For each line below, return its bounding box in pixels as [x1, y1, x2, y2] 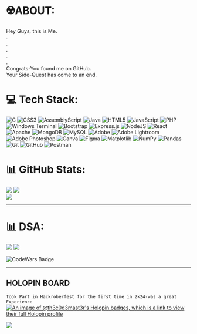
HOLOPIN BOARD [6, 278, 70, 288]
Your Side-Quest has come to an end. [6, 71, 97, 78]
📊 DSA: [6, 220, 45, 233]
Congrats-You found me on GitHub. [6, 65, 91, 72]
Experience [6, 299, 33, 305]
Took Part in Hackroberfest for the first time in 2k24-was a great [6, 293, 177, 299]
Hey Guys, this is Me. [6, 27, 57, 35]
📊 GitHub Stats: [6, 163, 86, 176]
